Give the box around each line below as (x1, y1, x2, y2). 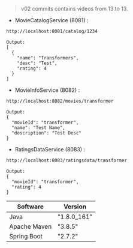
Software (17, 202, 44, 211)
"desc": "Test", (17, 60, 58, 66)
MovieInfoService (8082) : (14, 86, 80, 94)
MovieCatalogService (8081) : (14, 17, 89, 23)
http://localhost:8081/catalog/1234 (6, 28, 98, 34)
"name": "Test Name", (11, 124, 66, 131)
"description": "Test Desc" (11, 130, 82, 136)
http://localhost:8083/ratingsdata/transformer (6, 157, 128, 163)
